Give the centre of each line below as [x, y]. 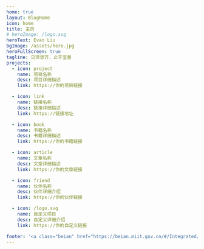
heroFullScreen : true [34, 52]
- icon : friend [31, 180]
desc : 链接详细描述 [39, 108]
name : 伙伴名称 [35, 186]
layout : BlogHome [28, 18]
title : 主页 [20, 29]
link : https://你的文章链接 [50, 169]
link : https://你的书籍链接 [50, 142]
